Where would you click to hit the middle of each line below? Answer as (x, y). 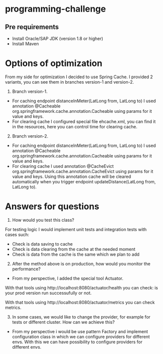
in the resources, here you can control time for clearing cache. (75, 126)
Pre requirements (32, 27)
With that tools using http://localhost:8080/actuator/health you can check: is (81, 287)
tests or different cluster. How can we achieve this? (63, 322)
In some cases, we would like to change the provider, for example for (81, 317)
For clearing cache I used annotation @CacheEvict (63, 166)
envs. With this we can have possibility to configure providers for (77, 342)
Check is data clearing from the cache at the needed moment (74, 249)
